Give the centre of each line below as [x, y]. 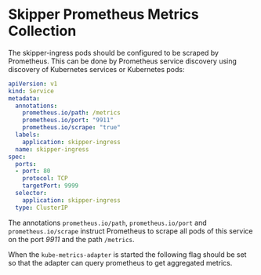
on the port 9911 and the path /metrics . [71, 239]
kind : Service [31, 91]
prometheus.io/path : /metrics [72, 113]
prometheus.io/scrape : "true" [72, 128]
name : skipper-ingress [52, 149]
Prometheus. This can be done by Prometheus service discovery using [123, 61]
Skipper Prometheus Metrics [103, 14]
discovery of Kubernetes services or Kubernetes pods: [96, 69]
